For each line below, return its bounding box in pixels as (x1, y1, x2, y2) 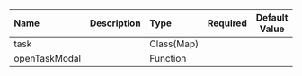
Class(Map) (149, 38, 200, 50)
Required (207, 17, 247, 30)
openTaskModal (13, 53, 82, 64)
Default (255, 12, 289, 23)
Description (89, 17, 141, 30)
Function (149, 53, 187, 64)
